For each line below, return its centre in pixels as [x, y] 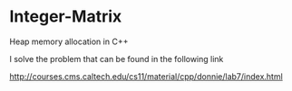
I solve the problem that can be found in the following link [117, 59]
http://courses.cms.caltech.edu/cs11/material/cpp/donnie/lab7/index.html [146, 76]
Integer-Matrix [66, 17]
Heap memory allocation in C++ [69, 41]
